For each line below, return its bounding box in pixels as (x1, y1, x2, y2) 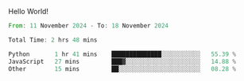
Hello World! (8, 7, 49, 16)
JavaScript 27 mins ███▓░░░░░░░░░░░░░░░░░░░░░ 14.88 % (8, 57, 237, 65)
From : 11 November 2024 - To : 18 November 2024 (8, 22, 169, 30)
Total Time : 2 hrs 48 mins (8, 35, 98, 44)
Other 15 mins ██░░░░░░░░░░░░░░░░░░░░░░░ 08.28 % (8, 64, 237, 73)
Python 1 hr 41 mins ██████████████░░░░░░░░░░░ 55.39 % (8, 50, 237, 58)
